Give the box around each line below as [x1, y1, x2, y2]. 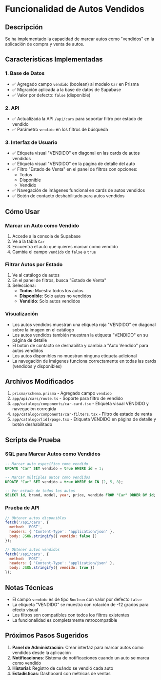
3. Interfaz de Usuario [5, 139, 58, 145]
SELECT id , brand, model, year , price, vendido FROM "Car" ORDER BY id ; [5, 493, 156, 498]
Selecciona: [12, 282, 36, 288]
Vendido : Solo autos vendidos [19, 298, 80, 304]
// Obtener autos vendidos [5, 547, 60, 552]
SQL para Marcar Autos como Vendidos [5, 450, 101, 457]
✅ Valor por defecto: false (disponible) [12, 92, 91, 98]
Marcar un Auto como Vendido [5, 222, 79, 229]
